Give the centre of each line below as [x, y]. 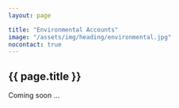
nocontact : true [35, 44]
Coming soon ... [34, 95]
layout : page [30, 15]
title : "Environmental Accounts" [63, 30]
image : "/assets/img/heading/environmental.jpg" [90, 37]
